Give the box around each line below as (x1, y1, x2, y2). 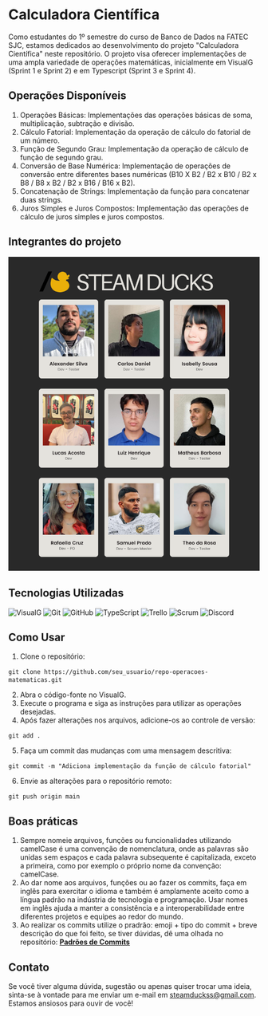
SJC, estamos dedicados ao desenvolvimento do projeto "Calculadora (8, 40, 239, 49)
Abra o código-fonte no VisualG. (19, 690, 127, 699)
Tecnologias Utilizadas (8, 586, 124, 600)
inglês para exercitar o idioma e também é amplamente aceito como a (19, 887, 250, 896)
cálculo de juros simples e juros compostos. (19, 211, 165, 221)
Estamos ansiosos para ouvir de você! (8, 998, 134, 1008)
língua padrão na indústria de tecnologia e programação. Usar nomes (19, 895, 249, 904)
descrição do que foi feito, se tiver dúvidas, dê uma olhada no (19, 929, 223, 939)
